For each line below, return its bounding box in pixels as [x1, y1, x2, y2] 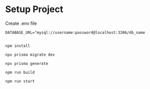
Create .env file [5, 20, 37, 26]
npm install [5, 43, 30, 49]
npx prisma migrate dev [5, 52, 55, 57]
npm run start [5, 78, 35, 84]
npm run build [5, 70, 35, 75]
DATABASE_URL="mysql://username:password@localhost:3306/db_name [5, 30, 145, 35]
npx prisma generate [5, 61, 49, 66]
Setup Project [5, 4, 64, 15]
